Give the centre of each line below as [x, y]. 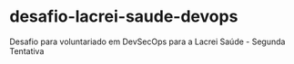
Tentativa [27, 50]
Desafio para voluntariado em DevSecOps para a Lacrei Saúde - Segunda [147, 41]
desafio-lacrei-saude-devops [124, 17]
